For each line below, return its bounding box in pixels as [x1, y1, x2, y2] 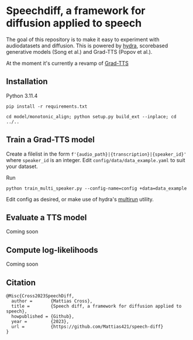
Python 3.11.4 [6, 92, 38, 99]
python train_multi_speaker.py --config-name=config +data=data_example [6, 186, 187, 191]
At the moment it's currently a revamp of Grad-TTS [6, 60, 129, 67]
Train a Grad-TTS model [6, 135, 95, 145]
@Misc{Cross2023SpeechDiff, [6, 293, 75, 299]
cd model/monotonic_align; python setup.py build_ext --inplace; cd [6, 114, 177, 119]
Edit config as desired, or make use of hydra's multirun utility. [6, 195, 154, 202]
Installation [6, 77, 48, 87]
